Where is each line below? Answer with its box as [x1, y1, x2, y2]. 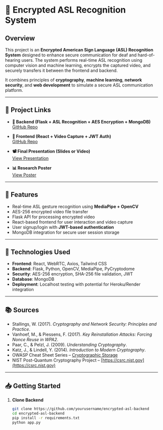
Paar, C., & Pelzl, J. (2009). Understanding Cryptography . [12, 342, 128, 348]
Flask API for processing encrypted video [12, 214, 95, 220]
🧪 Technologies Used [5, 248, 70, 257]
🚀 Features [5, 190, 38, 199]
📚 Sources [5, 306, 39, 314]
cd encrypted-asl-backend [12, 411, 65, 416]
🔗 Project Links [5, 106, 51, 114]
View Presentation [12, 155, 49, 161]
